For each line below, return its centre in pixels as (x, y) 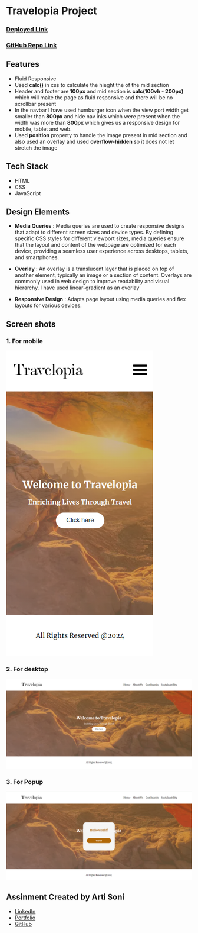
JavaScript (28, 193)
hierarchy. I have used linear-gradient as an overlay (77, 288)
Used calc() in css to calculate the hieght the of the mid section (92, 85)
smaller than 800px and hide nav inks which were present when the (97, 116)
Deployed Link (27, 30)
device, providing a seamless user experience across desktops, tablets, (101, 251)
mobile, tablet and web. (43, 129)
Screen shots (31, 324)
